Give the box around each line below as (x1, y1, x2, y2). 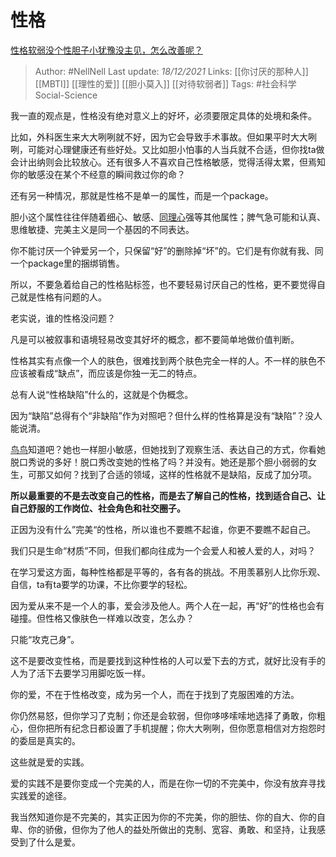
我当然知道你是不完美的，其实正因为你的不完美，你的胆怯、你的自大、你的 (10, 811, 317, 823)
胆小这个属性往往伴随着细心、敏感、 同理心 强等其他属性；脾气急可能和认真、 (10, 211, 326, 223)
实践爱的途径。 (10, 789, 72, 801)
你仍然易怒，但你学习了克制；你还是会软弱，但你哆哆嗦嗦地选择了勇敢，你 (10, 709, 317, 721)
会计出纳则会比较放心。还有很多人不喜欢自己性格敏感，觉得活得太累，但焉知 (10, 156, 326, 168)
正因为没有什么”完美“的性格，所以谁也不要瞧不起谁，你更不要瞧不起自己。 (10, 523, 317, 535)
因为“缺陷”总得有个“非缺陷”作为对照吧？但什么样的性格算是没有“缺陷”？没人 (10, 409, 323, 421)
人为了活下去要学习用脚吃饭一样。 (10, 667, 151, 679)
